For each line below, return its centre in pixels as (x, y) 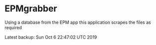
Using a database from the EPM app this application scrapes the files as (78, 22)
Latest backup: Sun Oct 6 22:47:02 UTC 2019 (51, 37)
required (13, 27)
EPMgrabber (31, 9)
